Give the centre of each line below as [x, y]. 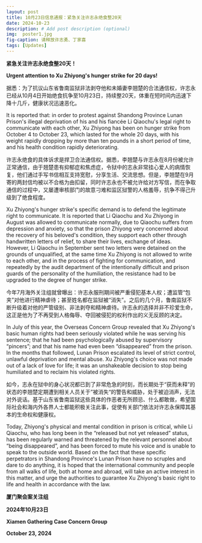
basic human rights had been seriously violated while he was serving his [96, 333]
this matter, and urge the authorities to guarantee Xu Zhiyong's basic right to [101, 478]
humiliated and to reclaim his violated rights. [61, 372]
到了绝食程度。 [30, 197]
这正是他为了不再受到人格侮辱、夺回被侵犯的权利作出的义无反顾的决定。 [96, 315]
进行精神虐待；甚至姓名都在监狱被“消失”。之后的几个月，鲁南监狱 [106, 300]
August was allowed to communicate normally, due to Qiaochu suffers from [99, 222]
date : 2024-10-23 [28, 23]
